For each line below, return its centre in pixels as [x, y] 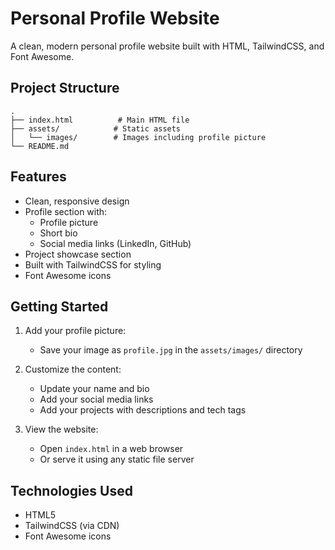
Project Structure [65, 88]
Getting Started [59, 306]
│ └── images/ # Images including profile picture [138, 137]
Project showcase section [78, 254]
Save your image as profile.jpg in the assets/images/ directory [171, 350]
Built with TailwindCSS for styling [93, 264]
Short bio [58, 233]
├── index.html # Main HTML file [100, 120]
